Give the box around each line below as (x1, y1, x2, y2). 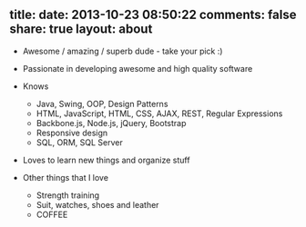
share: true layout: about (9, 22, 153, 37)
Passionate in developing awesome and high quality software (22, 63, 253, 74)
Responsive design (36, 127, 108, 138)
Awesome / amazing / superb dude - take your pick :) (22, 45, 223, 56)
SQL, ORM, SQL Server (36, 136, 123, 148)
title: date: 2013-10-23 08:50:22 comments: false (9, 7, 297, 23)
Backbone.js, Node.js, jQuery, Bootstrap (36, 117, 187, 128)
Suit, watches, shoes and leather (36, 199, 159, 210)
